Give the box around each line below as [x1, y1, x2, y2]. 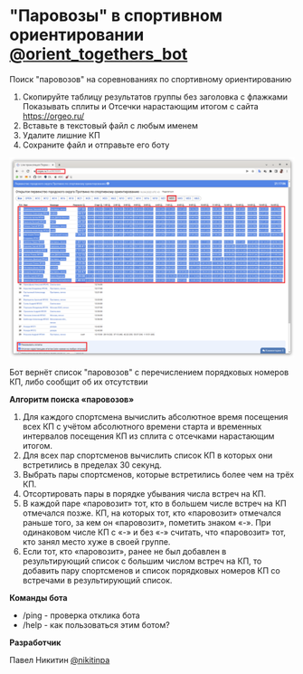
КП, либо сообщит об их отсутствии [9, 376, 148, 387]
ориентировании [9, 24, 145, 45]
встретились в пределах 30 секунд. [22, 460, 163, 470]
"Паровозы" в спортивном [9, 5, 223, 26]
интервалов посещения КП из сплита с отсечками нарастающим [22, 431, 275, 441]
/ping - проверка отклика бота [22, 610, 140, 621]
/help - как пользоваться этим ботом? [22, 620, 170, 631]
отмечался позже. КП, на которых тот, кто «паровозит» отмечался [22, 508, 282, 518]
